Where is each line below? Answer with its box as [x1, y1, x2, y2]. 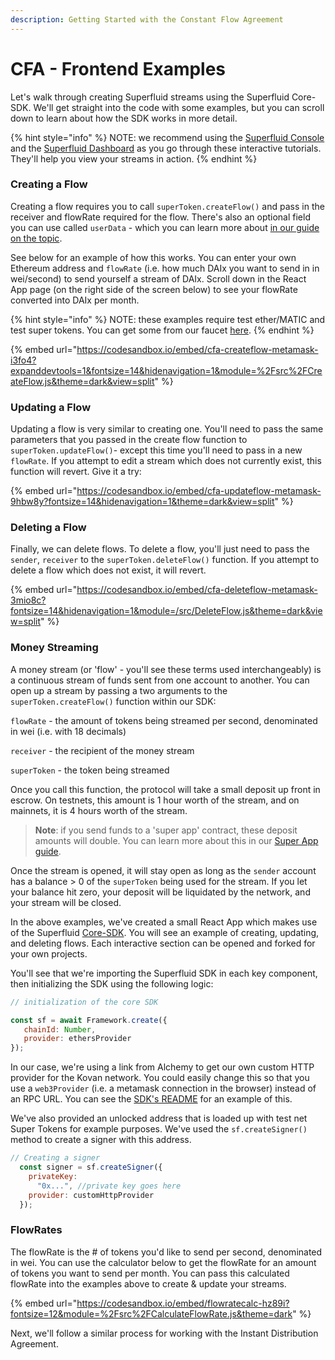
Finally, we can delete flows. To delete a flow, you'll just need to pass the [10, 543, 310, 555]
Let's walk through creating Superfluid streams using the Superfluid [10, 91, 290, 103]
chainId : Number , [23, 1024, 97, 1035]
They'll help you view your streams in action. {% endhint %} [10, 152, 258, 165]
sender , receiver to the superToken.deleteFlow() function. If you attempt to [10, 554, 320, 566]
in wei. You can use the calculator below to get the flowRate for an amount [10, 1256, 317, 1268]
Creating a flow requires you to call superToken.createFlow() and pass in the [10, 200, 325, 212]
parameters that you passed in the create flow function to [10, 434, 248, 446]
